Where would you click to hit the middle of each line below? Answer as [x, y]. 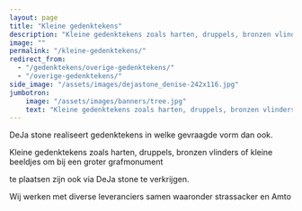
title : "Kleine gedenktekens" [66, 26]
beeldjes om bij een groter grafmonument [86, 162]
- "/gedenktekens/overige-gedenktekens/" [96, 68]
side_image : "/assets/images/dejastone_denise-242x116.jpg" [124, 84]
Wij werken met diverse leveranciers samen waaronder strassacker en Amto [151, 197]
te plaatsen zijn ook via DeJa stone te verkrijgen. [99, 180]
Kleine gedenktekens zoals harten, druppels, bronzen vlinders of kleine [141, 153]
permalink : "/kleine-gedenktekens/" [78, 51]
